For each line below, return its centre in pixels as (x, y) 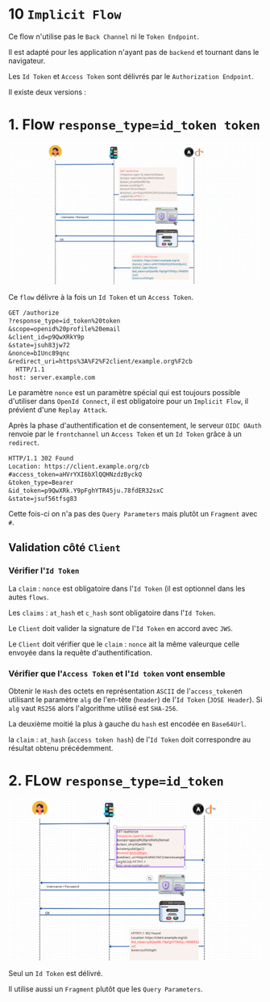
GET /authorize (34, 313)
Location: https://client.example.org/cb (79, 466)
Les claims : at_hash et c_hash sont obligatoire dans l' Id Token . (112, 613)
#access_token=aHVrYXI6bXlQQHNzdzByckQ (75, 474)
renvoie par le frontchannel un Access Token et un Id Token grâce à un (125, 434)
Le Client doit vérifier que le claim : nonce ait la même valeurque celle (124, 644)
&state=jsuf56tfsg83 (43, 499)
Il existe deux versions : (48, 92)
